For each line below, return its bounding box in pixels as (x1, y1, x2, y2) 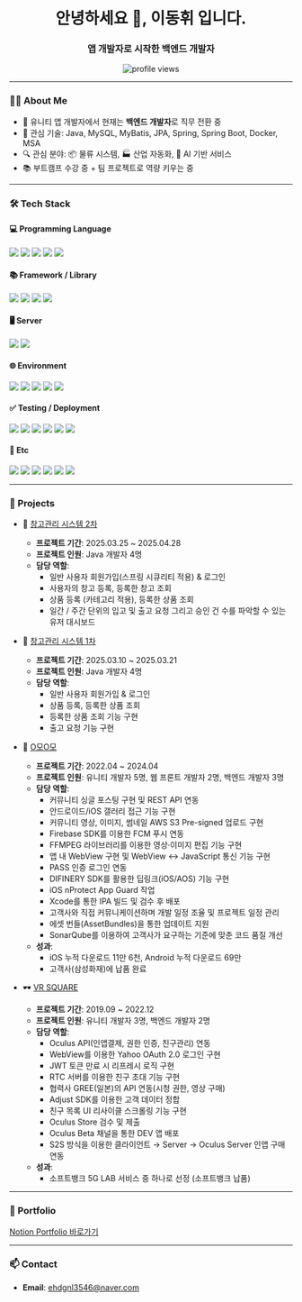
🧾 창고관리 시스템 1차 (22, 636, 96, 647)
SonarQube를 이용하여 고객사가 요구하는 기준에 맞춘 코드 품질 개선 (49, 930, 283, 941)
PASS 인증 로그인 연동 (49, 862, 128, 873)
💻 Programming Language (9, 223, 112, 234)
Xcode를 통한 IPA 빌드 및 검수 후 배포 (49, 896, 182, 906)
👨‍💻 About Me (9, 95, 67, 107)
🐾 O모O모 (22, 742, 58, 752)
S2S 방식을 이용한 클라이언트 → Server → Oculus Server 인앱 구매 (49, 1139, 286, 1150)
